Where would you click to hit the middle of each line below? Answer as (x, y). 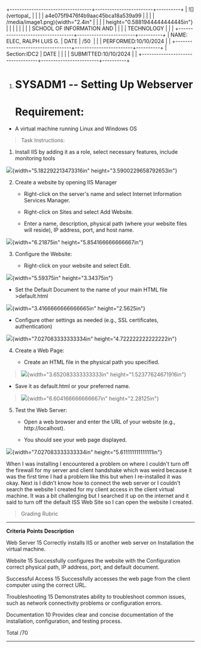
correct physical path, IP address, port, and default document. (83, 567)
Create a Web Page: (39, 351)
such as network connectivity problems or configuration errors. (84, 603)
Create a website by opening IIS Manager (66, 183)
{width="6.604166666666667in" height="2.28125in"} (93, 399)
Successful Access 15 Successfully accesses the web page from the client (98, 579)
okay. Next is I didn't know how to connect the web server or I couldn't (93, 483)
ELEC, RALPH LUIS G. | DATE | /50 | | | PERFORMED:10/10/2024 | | (89, 41)
